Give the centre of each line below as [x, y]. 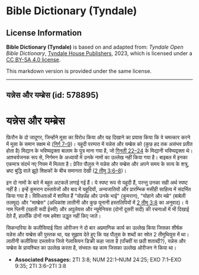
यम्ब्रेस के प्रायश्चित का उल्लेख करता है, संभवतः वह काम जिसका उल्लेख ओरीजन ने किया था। [91, 248]
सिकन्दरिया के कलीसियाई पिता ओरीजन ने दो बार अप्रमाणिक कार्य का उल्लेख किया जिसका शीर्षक [94, 228]
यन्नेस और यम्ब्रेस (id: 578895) [52, 95]
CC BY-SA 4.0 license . [33, 60]
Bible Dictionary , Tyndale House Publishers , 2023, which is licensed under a [99, 53]
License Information [44, 33]
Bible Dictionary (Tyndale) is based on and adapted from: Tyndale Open [95, 47]
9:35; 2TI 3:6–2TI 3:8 [40, 266]
